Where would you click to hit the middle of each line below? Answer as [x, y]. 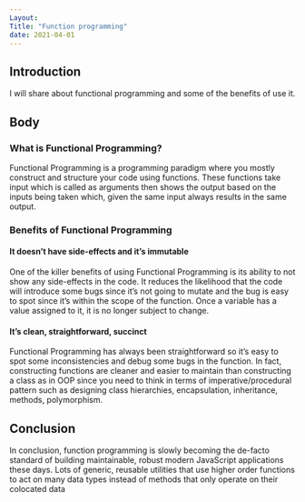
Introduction [45, 71]
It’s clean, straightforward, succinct [78, 331]
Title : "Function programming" [69, 26]
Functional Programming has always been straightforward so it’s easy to [144, 352]
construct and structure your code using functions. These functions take [145, 177]
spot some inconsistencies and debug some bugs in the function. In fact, [146, 361]
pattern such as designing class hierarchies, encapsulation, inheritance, [144, 390]
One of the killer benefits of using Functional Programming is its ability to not [152, 272]
